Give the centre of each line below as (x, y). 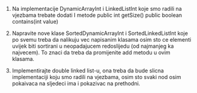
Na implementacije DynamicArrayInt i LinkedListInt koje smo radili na (97, 9)
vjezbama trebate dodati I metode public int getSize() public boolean (97, 15)
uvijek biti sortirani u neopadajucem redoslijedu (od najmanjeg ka (93, 46)
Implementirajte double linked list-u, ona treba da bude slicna (88, 71)
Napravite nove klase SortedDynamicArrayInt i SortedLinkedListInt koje (100, 33)
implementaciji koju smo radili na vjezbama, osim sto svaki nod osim (96, 77)
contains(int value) (35, 21)
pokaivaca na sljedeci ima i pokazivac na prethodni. (76, 83)
